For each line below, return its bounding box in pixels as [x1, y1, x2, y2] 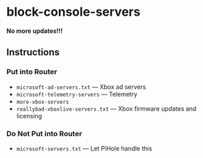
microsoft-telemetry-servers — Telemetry [16, 90, 138, 98]
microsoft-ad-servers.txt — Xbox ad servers [16, 83, 147, 91]
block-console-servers [6, 4, 141, 20]
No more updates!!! [6, 27, 63, 35]
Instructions [6, 47, 60, 58]
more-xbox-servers [16, 98, 69, 105]
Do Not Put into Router [6, 129, 83, 138]
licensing [16, 111, 43, 120]
